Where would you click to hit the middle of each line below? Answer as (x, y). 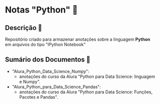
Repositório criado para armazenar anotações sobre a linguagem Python (78, 39)
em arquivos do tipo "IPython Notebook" (45, 45)
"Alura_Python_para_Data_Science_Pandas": (56, 87)
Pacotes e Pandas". (39, 97)
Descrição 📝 (24, 28)
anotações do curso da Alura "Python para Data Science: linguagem (87, 76)
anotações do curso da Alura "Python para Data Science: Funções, (86, 92)
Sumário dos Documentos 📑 (48, 60)
